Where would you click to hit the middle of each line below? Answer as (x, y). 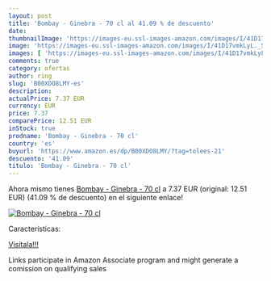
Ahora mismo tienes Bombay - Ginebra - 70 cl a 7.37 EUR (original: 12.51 (128, 189)
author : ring (30, 76)
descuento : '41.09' (41, 158)
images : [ (25, 53)
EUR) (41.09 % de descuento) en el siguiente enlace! (96, 198)
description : (30, 91)
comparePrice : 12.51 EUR (50, 121)
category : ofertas (39, 69)
